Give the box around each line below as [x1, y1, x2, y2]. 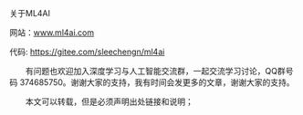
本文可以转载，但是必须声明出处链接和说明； [25, 96, 193, 107]
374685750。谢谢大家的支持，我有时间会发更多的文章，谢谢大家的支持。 [19, 77, 295, 88]
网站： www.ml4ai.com [9, 27, 95, 38]
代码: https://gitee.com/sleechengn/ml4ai [9, 46, 165, 57]
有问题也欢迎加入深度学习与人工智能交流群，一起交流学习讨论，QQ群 [25, 66, 286, 76]
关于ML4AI [9, 8, 51, 18]
